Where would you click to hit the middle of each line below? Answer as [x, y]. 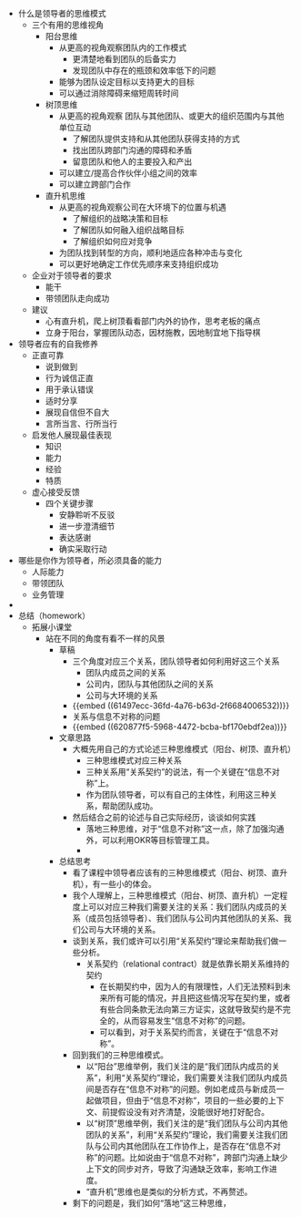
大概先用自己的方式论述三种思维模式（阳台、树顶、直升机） [184, 749]
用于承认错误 [69, 389]
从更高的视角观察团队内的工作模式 [123, 47]
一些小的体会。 [128, 884]
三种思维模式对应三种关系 [134, 760]
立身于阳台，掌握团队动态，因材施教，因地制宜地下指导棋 [153, 332]
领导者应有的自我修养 [58, 344]
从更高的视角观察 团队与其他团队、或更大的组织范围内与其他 [171, 116]
